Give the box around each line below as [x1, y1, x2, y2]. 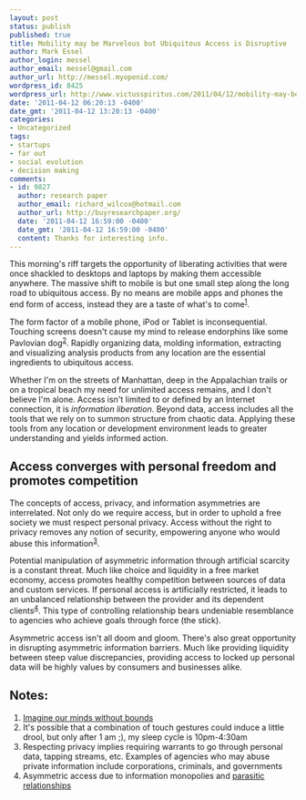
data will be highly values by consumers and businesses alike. [9, 662, 243, 672]
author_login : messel [9, 56, 92, 65]
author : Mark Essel [9, 47, 84, 56]
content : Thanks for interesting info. [17, 233, 169, 242]
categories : [9, 115, 55, 124]
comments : [9, 174, 47, 183]
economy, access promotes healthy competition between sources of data [9, 575, 286, 586]
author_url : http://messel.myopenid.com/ [9, 73, 169, 82]
